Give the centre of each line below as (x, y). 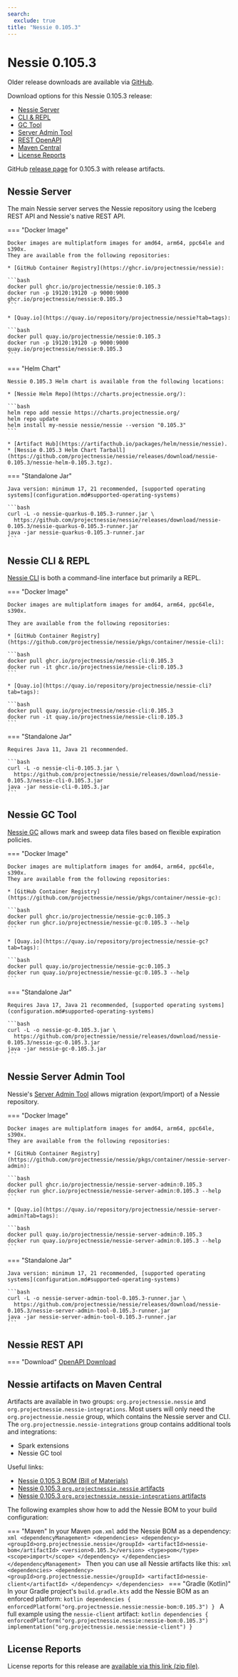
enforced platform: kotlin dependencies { (69, 1599)
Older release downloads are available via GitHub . (81, 82)
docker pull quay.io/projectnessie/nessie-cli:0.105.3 (90, 711)
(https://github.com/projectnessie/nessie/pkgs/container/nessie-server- (119, 1160)
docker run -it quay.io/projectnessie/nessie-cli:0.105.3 (95, 717)
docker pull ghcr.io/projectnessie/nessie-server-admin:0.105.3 (105, 1185)
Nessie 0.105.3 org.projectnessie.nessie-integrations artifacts (112, 1496)
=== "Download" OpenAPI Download (62, 1362)
